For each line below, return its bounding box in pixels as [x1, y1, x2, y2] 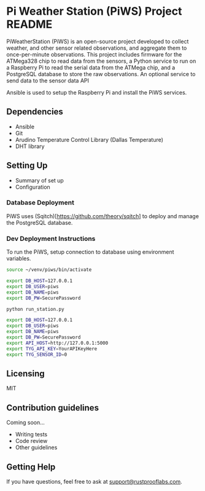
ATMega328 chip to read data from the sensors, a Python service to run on [6, 57, 196, 65]
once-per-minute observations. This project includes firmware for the [6, 50, 182, 58]
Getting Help [6, 462, 56, 472]
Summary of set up [15, 176, 64, 184]
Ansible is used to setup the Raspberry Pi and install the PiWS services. [6, 88, 187, 96]
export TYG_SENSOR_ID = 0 [6, 352, 68, 358]
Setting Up [6, 160, 48, 171]
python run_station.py [6, 306, 64, 312]
